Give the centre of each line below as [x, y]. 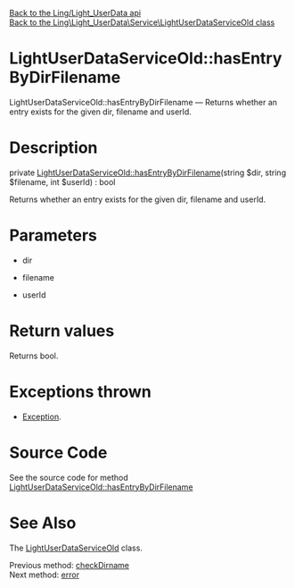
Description [53, 148]
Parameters [53, 235]
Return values [62, 331]
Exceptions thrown [80, 391]
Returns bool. [34, 356]
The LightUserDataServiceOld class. [76, 548]
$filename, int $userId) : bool [62, 181]
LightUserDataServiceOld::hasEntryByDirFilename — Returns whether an [143, 102]
